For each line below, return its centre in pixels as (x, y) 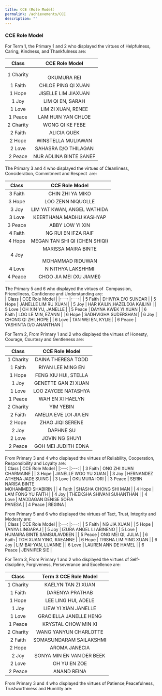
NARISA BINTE (20, 484)
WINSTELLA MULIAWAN (64, 140)
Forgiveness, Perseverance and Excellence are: (74, 564)
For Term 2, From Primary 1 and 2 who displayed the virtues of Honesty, (77, 334)
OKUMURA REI (64, 77)
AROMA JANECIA (70, 647)
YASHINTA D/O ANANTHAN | (34, 324)
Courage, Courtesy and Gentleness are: (44, 339)
